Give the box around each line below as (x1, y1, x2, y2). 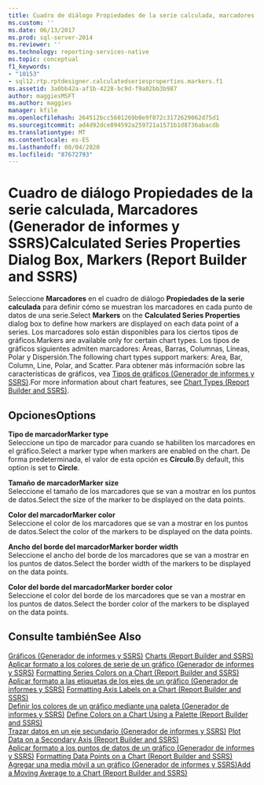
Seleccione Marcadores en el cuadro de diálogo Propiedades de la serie (8, 294, 245, 304)
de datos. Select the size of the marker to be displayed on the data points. (8, 495, 246, 504)
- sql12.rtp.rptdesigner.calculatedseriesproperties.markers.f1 (8, 77, 223, 85)
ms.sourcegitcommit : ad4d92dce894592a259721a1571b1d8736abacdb (8, 121, 220, 129)
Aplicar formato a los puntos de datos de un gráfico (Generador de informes (8, 743, 255, 752)
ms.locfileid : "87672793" (8, 150, 93, 158)
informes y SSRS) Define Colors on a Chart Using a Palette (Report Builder (8, 709, 249, 719)
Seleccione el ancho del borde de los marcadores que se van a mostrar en (8, 551, 249, 559)
